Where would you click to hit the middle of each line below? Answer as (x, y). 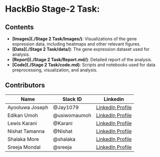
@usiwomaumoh (72, 115)
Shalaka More (23, 139)
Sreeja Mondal (24, 147)
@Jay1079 (66, 107)
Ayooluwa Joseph (28, 107)
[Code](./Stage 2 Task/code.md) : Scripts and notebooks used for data (84, 65)
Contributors (25, 85)
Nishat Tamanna (26, 131)
